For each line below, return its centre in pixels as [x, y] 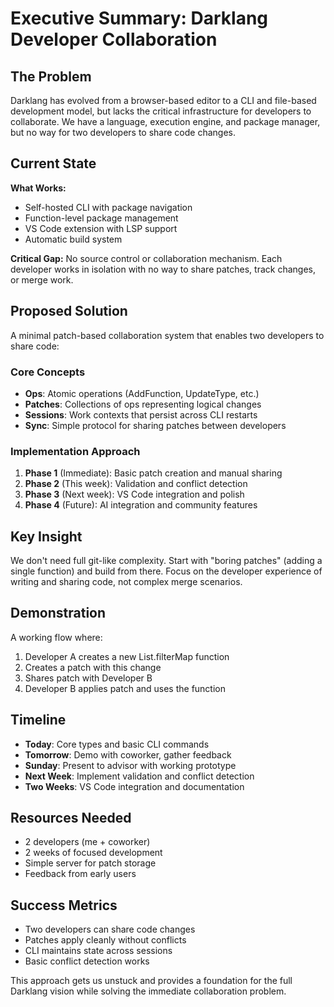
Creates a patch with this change [93, 667]
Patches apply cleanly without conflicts [105, 940]
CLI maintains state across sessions [98, 951]
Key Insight [46, 536]
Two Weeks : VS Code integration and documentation [134, 786]
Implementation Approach [75, 451]
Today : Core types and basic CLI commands [117, 744]
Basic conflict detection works [87, 961]
